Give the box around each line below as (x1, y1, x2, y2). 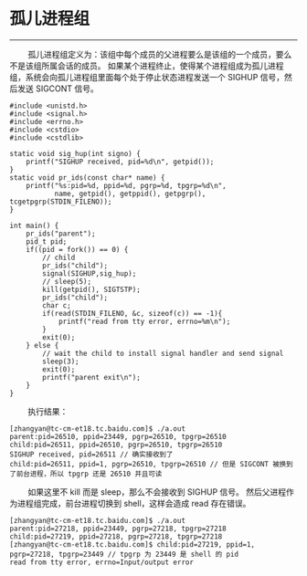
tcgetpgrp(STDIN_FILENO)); (9, 197, 112, 206)
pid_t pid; (26, 236, 68, 246)
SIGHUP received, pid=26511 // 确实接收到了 (9, 449, 174, 459)
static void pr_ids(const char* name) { (9, 173, 166, 183)
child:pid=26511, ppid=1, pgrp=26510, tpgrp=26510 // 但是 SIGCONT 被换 (9, 459, 287, 468)
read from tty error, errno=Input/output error (9, 558, 195, 567)
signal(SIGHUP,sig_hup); (42, 268, 137, 278)
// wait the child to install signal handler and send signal (42, 349, 284, 358)
